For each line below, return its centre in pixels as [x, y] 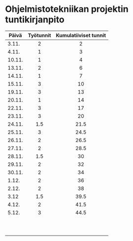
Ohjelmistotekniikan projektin [67, 9]
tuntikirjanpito [35, 20]
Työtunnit [39, 35]
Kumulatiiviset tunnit [81, 35]
